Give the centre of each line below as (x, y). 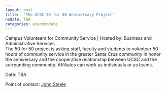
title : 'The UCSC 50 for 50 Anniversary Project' (60, 15)
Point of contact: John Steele (36, 84)
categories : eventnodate (31, 24)
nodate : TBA (18, 19)
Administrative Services (30, 44)
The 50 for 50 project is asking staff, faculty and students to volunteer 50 (82, 49)
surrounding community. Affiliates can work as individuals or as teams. (79, 65)
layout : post (19, 10)
